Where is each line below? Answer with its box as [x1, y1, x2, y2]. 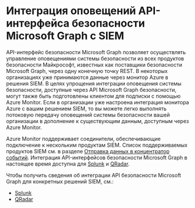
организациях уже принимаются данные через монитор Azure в [6, 74, 168, 81]
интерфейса [6, 16, 70, 30]
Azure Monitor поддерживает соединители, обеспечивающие [6, 135, 161, 142]
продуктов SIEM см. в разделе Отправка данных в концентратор [6, 147, 170, 154]
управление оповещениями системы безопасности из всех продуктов [6, 55, 184, 62]
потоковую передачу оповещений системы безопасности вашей [6, 111, 170, 118]
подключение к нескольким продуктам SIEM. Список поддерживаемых [6, 141, 188, 148]
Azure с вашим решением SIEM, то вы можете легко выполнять [6, 105, 167, 112]
